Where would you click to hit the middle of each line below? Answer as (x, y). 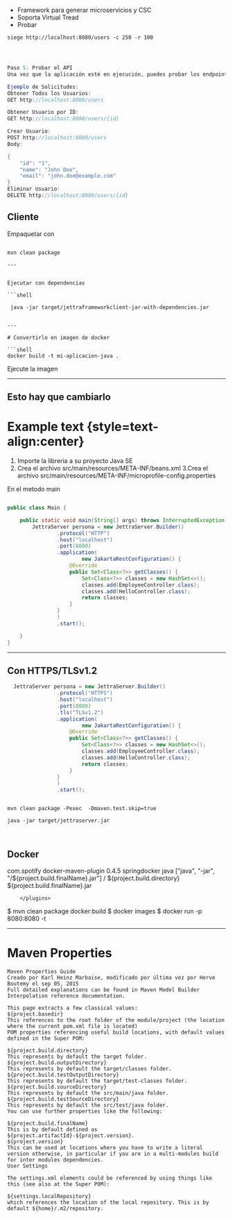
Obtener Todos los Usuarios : (49, 93)
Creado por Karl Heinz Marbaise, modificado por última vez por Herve (111, 977)
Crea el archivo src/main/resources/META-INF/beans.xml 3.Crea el (112, 469)
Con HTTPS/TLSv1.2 (52, 670)
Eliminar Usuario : (34, 189)
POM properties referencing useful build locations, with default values (116, 1032)
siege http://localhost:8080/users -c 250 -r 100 (80, 37)
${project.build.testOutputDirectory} (63, 1075)
